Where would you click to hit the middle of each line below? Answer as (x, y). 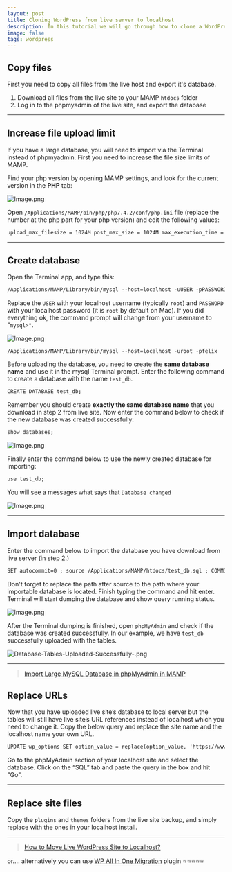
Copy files (30, 68)
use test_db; (26, 479)
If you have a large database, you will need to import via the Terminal (105, 150)
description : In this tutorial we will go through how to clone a (105, 26)
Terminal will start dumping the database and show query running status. (111, 599)
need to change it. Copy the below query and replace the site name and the (115, 727)
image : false (26, 33)
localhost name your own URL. (51, 734)
